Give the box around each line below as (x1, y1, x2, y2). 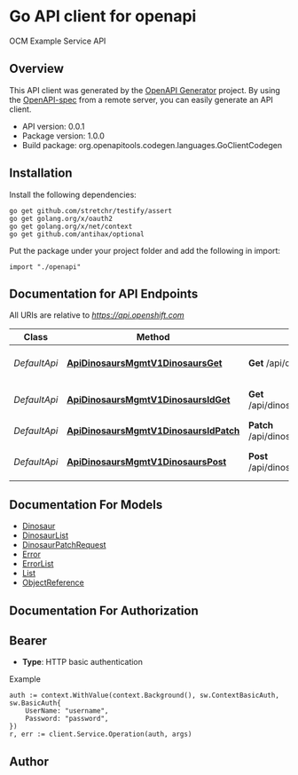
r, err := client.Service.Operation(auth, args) (9, 730, 192, 739)
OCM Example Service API (9, 36, 106, 46)
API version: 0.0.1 (21, 121, 85, 131)
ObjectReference (21, 577, 84, 588)
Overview (9, 61, 65, 76)
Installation (9, 166, 73, 181)
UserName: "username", (25, 707, 109, 716)
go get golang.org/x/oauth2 (9, 214, 114, 223)
